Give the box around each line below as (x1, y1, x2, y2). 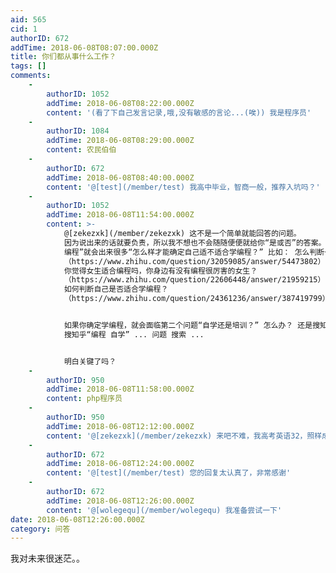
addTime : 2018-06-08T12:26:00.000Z (46, 496, 195, 506)
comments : (10, 71, 52, 81)
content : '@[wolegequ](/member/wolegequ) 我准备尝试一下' (46, 505, 283, 515)
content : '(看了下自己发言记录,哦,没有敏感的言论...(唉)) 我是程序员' (46, 107, 312, 118)
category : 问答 (10, 524, 71, 534)
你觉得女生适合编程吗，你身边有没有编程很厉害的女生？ (63, 266, 258, 276)
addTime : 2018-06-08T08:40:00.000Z (46, 172, 195, 183)
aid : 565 (10, 14, 47, 25)
